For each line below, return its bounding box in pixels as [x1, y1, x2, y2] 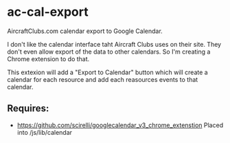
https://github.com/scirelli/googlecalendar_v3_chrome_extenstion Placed [16, 121, 224, 129]
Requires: [7, 102, 49, 114]
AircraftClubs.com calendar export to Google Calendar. [7, 27, 163, 35]
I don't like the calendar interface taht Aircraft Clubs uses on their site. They [7, 40, 222, 48]
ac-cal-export [7, 4, 89, 20]
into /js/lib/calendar [16, 128, 73, 136]
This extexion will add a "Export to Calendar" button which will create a [7, 68, 208, 76]
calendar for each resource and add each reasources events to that [7, 75, 198, 83]
